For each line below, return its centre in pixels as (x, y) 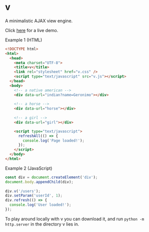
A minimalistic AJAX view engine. (39, 21)
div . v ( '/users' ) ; (23, 191)
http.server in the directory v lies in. (42, 224)
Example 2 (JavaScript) (29, 168)
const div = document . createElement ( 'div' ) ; (51, 177)
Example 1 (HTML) (24, 40)
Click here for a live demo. (32, 30)
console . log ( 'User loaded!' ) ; (40, 205)
